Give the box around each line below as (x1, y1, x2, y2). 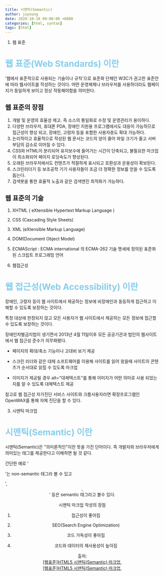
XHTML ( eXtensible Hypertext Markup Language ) (12, 207, 115, 213)
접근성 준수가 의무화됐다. (19, 337, 67, 343)
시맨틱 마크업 (12, 408, 38, 414)
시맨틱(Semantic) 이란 (5, 426, 93, 438)
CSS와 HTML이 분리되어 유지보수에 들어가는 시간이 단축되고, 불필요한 (12, 148, 146, 154)
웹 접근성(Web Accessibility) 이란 (5, 281, 139, 292)
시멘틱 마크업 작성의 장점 (58, 502, 106, 508)
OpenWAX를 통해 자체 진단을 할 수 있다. (5, 397, 82, 403)
